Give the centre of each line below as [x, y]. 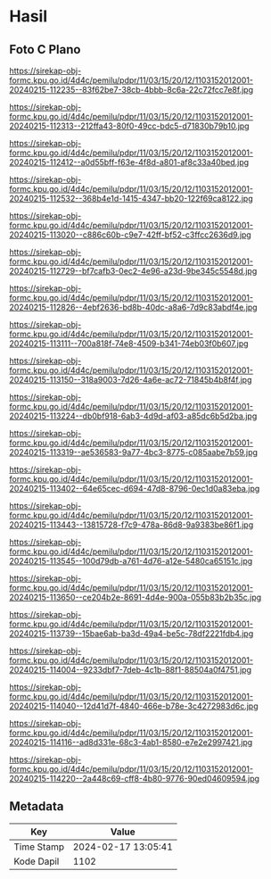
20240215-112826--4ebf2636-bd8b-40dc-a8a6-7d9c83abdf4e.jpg [133, 307]
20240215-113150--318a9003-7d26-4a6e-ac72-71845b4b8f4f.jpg [131, 380]
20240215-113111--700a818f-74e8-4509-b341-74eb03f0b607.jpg [129, 344]
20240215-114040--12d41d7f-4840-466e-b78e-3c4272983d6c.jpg [134, 706]
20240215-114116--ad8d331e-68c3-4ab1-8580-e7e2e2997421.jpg [131, 742]
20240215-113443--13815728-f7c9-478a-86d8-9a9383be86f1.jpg [131, 525]
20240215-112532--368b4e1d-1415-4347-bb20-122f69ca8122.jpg [131, 199]
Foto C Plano [45, 50]
